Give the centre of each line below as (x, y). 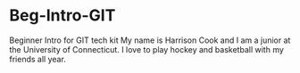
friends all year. (38, 59)
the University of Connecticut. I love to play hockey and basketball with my (146, 49)
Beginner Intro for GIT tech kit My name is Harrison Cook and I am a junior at (150, 40)
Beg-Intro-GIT (62, 16)
